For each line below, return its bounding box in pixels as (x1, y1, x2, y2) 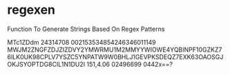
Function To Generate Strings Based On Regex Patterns (7, 25, 165, 33)
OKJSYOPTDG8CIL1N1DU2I (7, 60, 86, 68)
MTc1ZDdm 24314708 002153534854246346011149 (7, 38, 157, 46)
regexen (7, 2, 56, 18)
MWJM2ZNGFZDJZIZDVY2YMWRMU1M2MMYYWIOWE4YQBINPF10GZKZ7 (7, 45, 222, 54)
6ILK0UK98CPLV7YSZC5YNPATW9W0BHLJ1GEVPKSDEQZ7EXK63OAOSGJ (7, 52, 224, 61)
